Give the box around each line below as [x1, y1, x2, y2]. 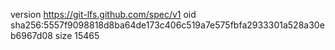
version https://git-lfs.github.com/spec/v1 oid [10, 9, 197, 20]
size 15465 [54, 30, 100, 41]
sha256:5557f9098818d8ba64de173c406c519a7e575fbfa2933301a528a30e [10, 19, 325, 31]
